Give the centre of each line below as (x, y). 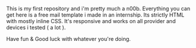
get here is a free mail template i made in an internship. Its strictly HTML (95, 15)
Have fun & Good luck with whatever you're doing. (69, 39)
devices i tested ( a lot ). (36, 27)
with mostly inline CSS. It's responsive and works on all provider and (91, 21)
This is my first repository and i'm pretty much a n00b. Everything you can (98, 9)
